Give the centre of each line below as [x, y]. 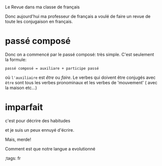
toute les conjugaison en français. [39, 22]
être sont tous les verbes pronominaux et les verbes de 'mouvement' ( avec [81, 82]
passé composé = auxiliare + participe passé [52, 68]
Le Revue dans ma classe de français [43, 7]
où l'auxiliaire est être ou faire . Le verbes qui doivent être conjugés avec [80, 77]
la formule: [16, 60]
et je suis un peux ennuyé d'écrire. [40, 130]
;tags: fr [13, 158]
